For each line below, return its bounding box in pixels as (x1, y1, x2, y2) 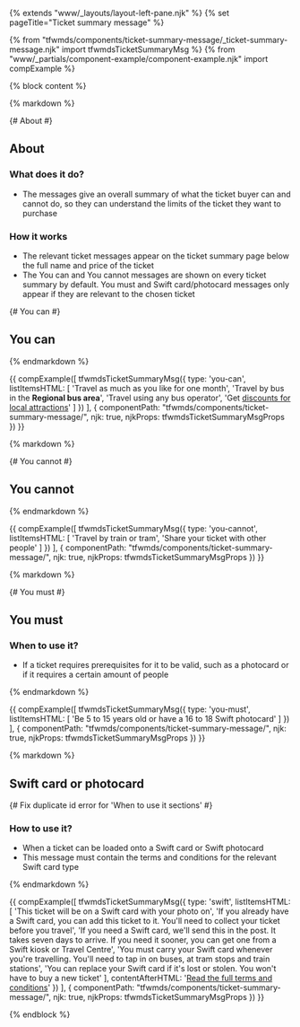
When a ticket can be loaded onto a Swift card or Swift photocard (21, 843, 264, 854)
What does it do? (9, 168, 85, 180)
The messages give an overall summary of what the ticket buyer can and (21, 189, 291, 199)
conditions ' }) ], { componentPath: (9, 982, 135, 993)
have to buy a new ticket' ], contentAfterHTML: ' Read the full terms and (9, 973, 273, 984)
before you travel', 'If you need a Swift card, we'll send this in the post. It (9, 925, 276, 936)
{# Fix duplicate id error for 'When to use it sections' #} (9, 800, 213, 811)
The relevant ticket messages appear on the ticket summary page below (21, 250, 289, 261)
